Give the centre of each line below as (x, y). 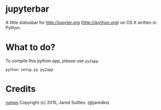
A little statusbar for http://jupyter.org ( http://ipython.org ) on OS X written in (81, 22)
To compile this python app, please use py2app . (53, 61)
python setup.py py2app (30, 70)
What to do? (30, 47)
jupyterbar (27, 9)
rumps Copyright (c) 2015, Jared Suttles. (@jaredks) (57, 102)
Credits (21, 89)
